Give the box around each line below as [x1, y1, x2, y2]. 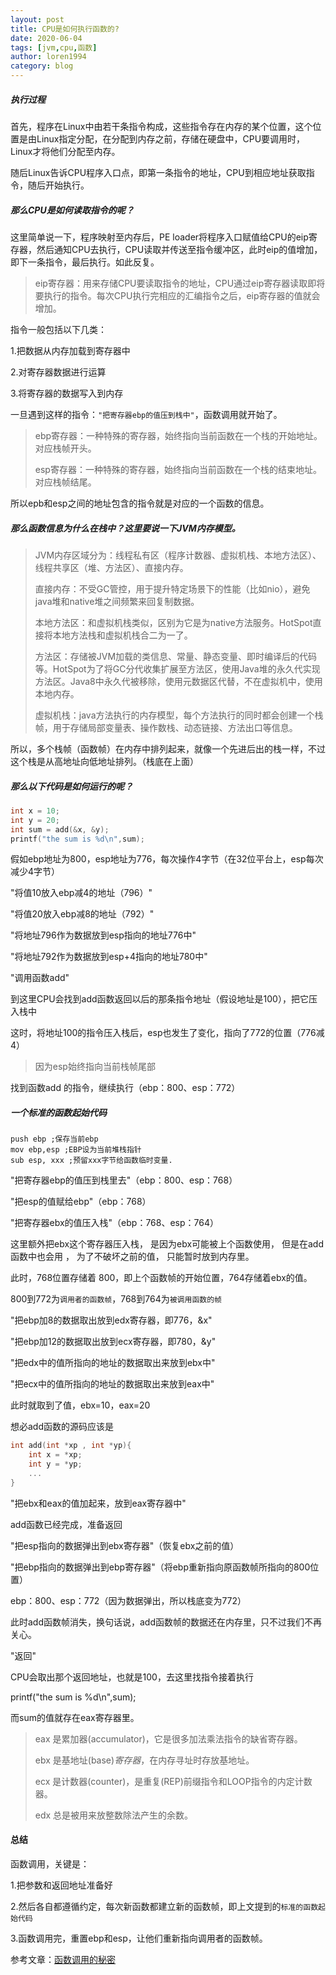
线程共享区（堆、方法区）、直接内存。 [34, 561, 189, 573]
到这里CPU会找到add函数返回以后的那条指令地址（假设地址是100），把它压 [10, 993, 318, 1005]
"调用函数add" [10, 972, 70, 984]
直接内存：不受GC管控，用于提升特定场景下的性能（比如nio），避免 [34, 582, 311, 595]
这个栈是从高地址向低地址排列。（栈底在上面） [10, 755, 199, 767]
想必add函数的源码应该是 [10, 1421, 115, 1433]
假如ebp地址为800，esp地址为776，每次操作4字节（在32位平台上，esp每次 [10, 853, 324, 865]
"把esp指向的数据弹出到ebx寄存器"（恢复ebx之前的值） [10, 1539, 240, 1551]
